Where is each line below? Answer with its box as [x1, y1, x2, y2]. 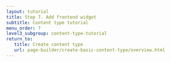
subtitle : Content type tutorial [6, 19, 89, 25]
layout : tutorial [6, 8, 49, 15]
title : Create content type [14, 42, 83, 48]
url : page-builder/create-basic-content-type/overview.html [14, 47, 166, 53]
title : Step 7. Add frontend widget [6, 14, 96, 20]
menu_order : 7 [6, 25, 41, 31]
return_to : [6, 36, 33, 42]
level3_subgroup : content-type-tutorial [6, 31, 108, 37]
